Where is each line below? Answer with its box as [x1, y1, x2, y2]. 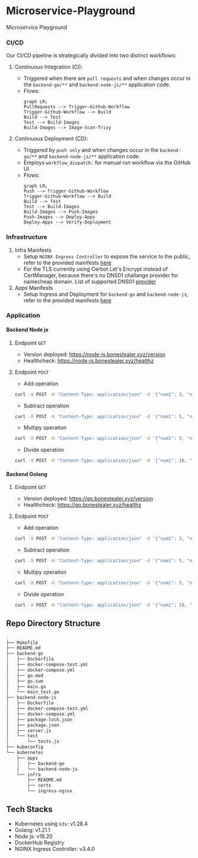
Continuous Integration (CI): [14, 63, 83, 70]
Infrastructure [6, 233, 48, 241]
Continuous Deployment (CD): [14, 135, 89, 143]
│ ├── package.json [6, 722, 60, 728]
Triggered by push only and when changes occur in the [23, 147, 158, 154]
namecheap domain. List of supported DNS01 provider [23, 278, 157, 285]
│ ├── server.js [6, 727, 51, 734]
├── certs [27, 782, 51, 789]
